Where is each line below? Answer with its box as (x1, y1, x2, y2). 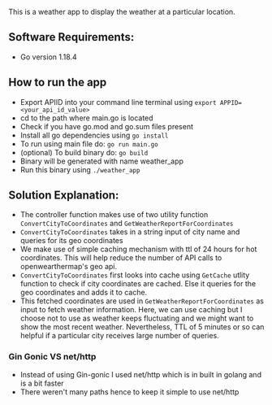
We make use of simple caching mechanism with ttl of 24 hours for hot (19, 244, 257, 255)
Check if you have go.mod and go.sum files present (19, 121, 193, 131)
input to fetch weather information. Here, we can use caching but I (19, 305, 243, 315)
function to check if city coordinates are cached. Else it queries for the (19, 279, 257, 289)
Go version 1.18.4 (19, 52, 77, 62)
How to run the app (8, 76, 107, 89)
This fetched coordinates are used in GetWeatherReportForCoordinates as (19, 296, 264, 306)
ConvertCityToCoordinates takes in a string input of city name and (19, 227, 240, 237)
